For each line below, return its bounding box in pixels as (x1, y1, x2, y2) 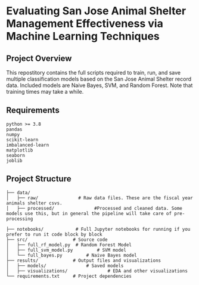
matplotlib (6, 147, 33, 153)
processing (6, 216, 33, 222)
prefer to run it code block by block (6, 231, 102, 237)
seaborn (6, 152, 26, 159)
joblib (6, 157, 23, 163)
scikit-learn (6, 137, 39, 142)
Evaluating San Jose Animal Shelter (6, 4, 186, 18)
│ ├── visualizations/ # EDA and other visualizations (6, 268, 188, 274)
